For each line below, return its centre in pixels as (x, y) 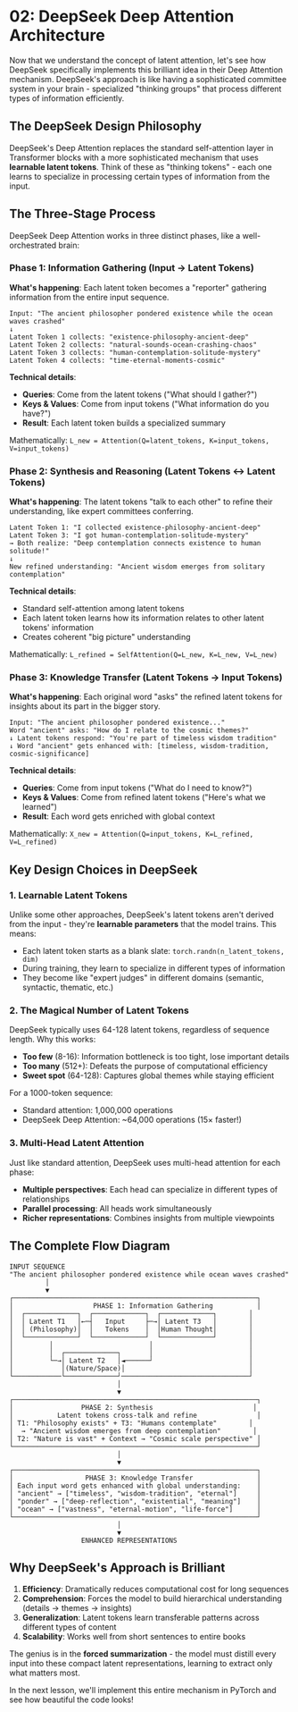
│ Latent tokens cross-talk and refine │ (135, 1415)
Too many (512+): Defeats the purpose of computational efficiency (145, 1067)
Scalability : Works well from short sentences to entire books (134, 1637)
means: (23, 934)
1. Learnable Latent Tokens (68, 895)
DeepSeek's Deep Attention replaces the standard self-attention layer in (141, 148)
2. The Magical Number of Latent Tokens (99, 1010)
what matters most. (45, 1673)
